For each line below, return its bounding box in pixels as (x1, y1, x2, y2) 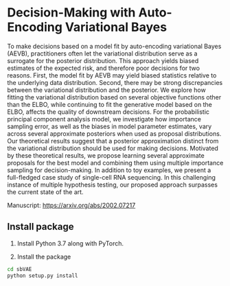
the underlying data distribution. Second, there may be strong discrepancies (7, 78, 223, 86)
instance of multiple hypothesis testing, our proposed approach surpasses (7, 180, 218, 189)
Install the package (16, 252, 71, 261)
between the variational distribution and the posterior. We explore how (7, 86, 206, 94)
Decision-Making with (7, 5, 136, 21)
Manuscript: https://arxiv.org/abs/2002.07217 (7, 201, 136, 209)
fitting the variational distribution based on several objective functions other (7, 93, 222, 101)
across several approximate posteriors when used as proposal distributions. (7, 129, 222, 138)
